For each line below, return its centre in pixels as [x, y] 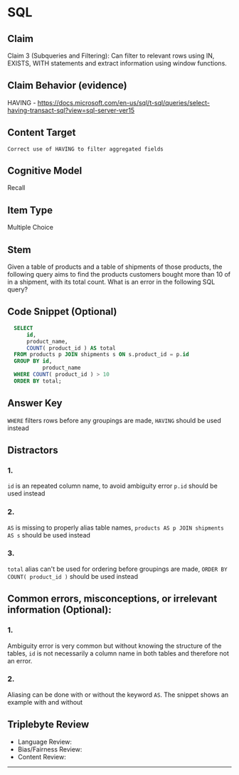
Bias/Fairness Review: [50, 749]
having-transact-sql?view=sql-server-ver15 [71, 110]
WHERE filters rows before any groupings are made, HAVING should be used [115, 420]
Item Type [30, 210]
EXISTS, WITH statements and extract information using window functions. [117, 63]
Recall [16, 188]
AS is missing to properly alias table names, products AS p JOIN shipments [116, 528]
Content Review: [42, 757]
